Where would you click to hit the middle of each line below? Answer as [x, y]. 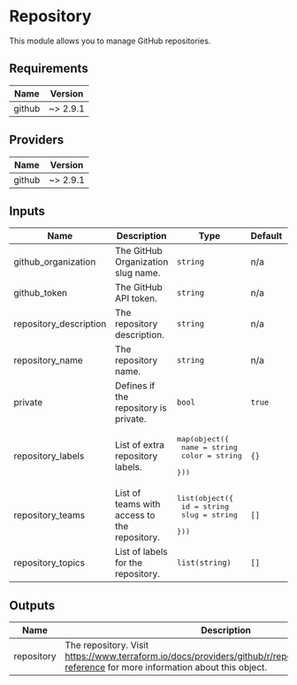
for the [129, 563]
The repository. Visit [107, 645]
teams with [137, 504]
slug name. [137, 273]
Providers [37, 140]
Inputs [27, 211]
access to [135, 515]
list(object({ [205, 499]
